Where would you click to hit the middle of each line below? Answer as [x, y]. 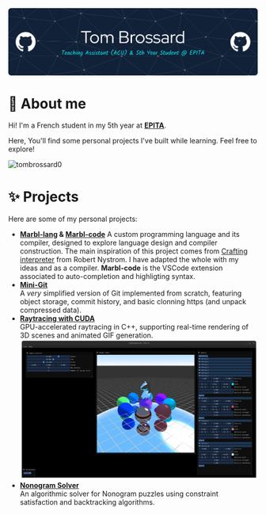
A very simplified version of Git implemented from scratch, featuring [131, 293]
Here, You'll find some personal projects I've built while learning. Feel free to [133, 141]
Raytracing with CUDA [57, 319]
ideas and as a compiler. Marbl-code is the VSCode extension [121, 268]
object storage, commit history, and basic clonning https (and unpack [133, 302]
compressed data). [50, 310]
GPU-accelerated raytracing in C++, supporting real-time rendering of [134, 327]
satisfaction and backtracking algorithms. [87, 502]
